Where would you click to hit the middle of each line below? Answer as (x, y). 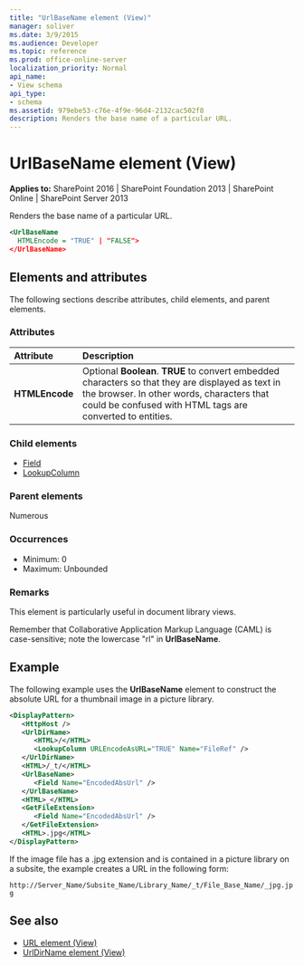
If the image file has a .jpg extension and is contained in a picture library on (149, 859)
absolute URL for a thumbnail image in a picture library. (112, 699)
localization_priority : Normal (68, 69)
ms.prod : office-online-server (68, 60)
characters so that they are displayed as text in (182, 382)
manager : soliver (42, 26)
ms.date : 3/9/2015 (44, 34)
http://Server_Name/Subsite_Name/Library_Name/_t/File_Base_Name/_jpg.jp (152, 885)
